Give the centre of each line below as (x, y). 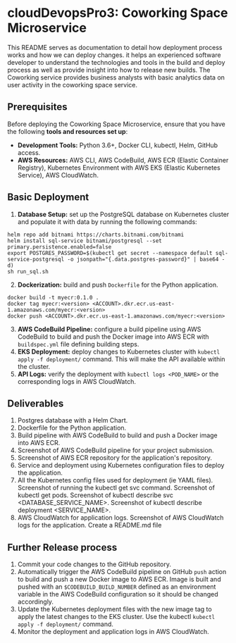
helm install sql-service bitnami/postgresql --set (85, 241)
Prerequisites (37, 107)
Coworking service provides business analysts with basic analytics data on (116, 77)
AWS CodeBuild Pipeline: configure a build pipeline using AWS (109, 329)
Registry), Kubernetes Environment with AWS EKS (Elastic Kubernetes (119, 168)
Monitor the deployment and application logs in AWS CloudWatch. (113, 632)
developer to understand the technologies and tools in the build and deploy (116, 62)
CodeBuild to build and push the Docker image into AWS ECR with (113, 337)
